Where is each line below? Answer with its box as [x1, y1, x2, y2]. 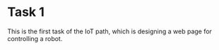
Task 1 [7, 4, 45, 20]
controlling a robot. [7, 34, 63, 42]
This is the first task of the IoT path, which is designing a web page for [7, 27, 212, 35]
